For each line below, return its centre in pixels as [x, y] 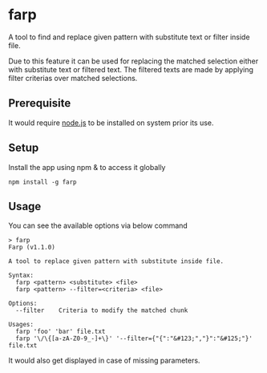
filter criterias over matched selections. [73, 78]
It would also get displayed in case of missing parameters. [104, 361]
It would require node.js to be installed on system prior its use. [111, 123]
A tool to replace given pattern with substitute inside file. [116, 262]
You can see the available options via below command [98, 225]
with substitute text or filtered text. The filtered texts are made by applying [131, 69]
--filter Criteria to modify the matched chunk [102, 310]
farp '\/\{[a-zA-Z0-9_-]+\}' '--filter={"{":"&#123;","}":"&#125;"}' [134, 339]
